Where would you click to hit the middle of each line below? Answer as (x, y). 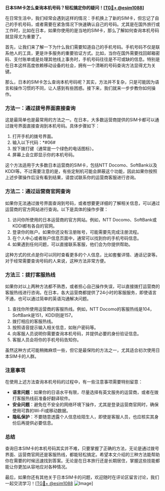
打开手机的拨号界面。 (34, 136)
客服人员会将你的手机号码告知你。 (47, 340)
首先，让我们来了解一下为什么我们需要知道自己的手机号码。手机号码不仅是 (80, 47)
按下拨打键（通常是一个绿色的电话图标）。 (54, 149)
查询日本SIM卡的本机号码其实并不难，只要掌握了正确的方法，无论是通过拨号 (82, 448)
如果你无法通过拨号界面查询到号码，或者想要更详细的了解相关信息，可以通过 (82, 203)
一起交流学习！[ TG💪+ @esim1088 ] (49, 484)
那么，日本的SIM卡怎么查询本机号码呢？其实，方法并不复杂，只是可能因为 (80, 82)
